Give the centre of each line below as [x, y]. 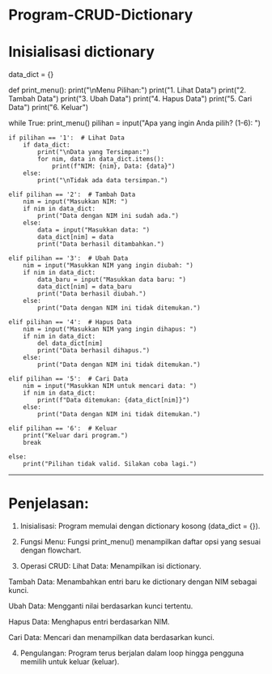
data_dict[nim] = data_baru [85, 287]
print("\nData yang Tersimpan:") [94, 152]
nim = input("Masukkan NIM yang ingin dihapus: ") [110, 330]
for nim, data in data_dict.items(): [101, 160]
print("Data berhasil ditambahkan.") [101, 245]
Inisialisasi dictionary [82, 52]
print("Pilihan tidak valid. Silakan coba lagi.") [110, 464]
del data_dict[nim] [70, 343]
